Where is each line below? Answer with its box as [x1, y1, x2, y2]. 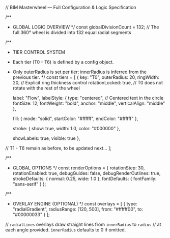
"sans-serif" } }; [12, 181, 46, 187]
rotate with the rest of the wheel [12, 85, 80, 91]
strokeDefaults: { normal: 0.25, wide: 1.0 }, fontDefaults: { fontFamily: [12, 175, 157, 182]
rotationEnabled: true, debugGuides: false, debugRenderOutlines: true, [12, 170, 161, 176]
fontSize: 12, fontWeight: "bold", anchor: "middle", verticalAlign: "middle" [12, 100, 165, 106]
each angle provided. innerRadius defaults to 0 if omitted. [5, 227, 126, 233]
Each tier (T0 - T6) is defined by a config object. [12, 59, 114, 65]
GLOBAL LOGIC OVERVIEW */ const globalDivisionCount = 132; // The [12, 24, 159, 30]
